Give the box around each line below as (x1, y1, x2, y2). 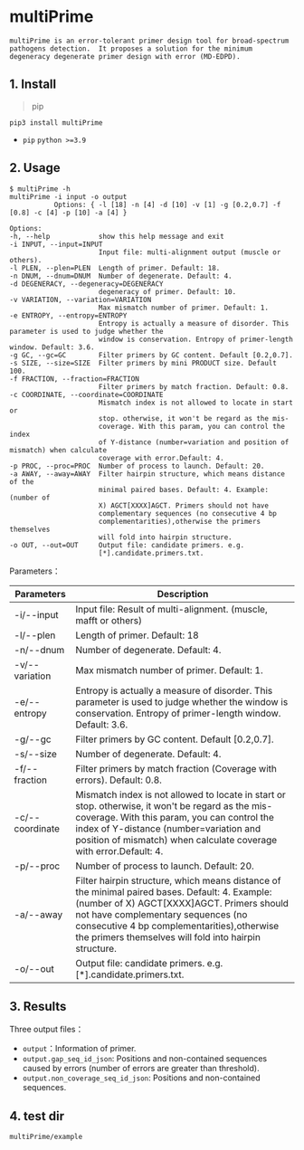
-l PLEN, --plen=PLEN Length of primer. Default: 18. (9, 263, 221, 272)
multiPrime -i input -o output (9, 192, 128, 201)
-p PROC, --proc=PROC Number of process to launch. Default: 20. (9, 461, 265, 470)
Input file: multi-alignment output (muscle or (98, 247, 281, 257)
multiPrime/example (9, 1133, 83, 1142)
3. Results (9, 998, 67, 1014)
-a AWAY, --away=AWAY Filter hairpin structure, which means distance (9, 469, 285, 479)
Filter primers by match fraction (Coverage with (75, 762, 278, 775)
